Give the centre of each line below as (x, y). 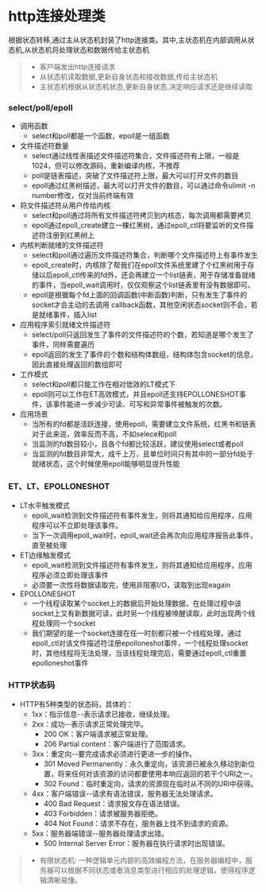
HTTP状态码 (32, 685)
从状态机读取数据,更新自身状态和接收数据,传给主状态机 (129, 76)
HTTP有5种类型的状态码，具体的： (76, 704)
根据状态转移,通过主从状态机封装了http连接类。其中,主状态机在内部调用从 (128, 40)
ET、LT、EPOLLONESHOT (59, 487)
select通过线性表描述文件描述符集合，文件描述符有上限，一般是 (135, 156)
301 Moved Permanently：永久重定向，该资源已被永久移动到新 (146, 763)
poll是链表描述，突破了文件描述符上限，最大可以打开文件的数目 (135, 176)
